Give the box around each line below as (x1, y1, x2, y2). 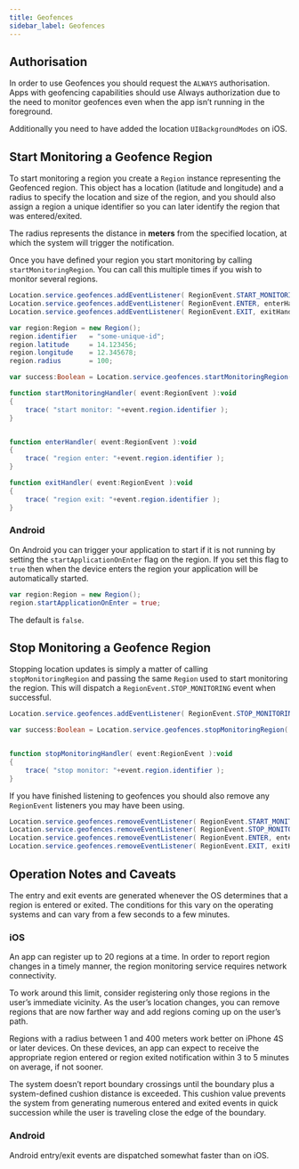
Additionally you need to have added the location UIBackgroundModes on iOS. (9, 124, 287, 134)
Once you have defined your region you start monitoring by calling (9, 255, 253, 265)
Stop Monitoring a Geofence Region (9, 640, 212, 655)
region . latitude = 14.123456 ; (9, 340, 138, 349)
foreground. (9, 106, 53, 117)
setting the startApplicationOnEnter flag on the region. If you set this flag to (9, 554, 289, 564)
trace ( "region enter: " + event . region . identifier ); (25, 454, 225, 463)
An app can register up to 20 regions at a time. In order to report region (9, 952, 271, 962)
